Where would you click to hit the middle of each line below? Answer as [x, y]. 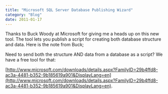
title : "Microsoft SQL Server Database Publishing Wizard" [69, 10]
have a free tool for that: [31, 60]
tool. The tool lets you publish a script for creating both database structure [83, 39]
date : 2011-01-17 [24, 19]
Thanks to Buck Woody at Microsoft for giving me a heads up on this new [82, 34]
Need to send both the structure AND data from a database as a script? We [84, 54]
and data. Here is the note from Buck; [45, 45]
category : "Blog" [24, 15]
